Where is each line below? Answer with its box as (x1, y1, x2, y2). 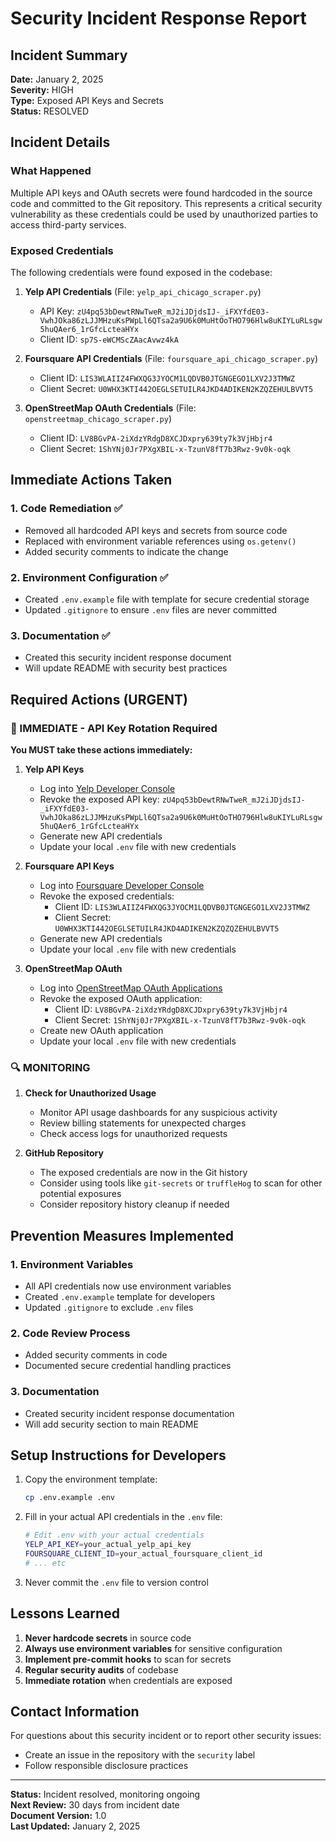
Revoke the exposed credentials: (39, 890, 175, 902)
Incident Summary (10, 47, 128, 64)
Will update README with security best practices (24, 662, 228, 674)
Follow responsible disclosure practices (24, 1760, 189, 1772)
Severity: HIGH (10, 84, 74, 96)
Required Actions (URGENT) (10, 691, 188, 708)
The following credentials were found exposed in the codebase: (10, 266, 273, 278)
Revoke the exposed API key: (39, 793, 160, 805)
